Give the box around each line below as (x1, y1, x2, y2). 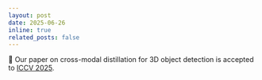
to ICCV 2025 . (8, 64, 55, 73)
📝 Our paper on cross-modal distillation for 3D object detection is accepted (8, 55, 254, 64)
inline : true (8, 26, 52, 34)
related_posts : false (8, 33, 80, 42)
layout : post (8, 11, 52, 20)
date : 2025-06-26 (8, 19, 66, 27)
